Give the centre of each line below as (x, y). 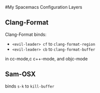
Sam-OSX (20, 74)
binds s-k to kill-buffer (30, 86)
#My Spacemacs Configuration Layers (44, 7)
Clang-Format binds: (26, 34)
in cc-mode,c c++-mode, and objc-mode (46, 59)
